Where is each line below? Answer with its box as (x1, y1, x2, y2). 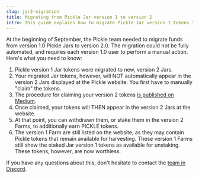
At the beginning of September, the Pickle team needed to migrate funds (6, 36, 183, 43)
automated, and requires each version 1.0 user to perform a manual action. (6, 48, 188, 56)
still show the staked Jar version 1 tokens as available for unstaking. (14, 141, 181, 148)
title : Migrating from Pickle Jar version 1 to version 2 (6, 14, 152, 20)
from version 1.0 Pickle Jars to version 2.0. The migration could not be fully (6, 42, 190, 49)
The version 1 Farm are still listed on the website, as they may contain (14, 129, 185, 136)
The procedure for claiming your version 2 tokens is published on (14, 91, 175, 98)
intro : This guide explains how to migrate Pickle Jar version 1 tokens (6, 20, 190, 25)
